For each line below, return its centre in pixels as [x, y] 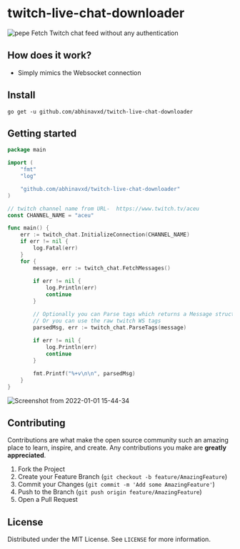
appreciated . [27, 455]
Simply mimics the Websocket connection [79, 72]
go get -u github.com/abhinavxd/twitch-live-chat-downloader [100, 112]
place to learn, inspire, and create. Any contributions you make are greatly [117, 447]
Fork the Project [41, 469]
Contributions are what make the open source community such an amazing [118, 440]
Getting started [42, 133]
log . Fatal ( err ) [56, 248]
